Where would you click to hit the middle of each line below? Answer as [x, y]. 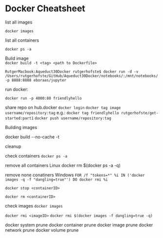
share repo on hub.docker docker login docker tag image [63, 107]
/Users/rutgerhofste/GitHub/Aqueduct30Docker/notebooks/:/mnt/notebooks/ [82, 76]
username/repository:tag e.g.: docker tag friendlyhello [62, 112]
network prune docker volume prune [42, 230]
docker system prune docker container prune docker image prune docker [79, 225]
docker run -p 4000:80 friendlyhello [43, 98]
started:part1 [20, 118]
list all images [19, 22]
